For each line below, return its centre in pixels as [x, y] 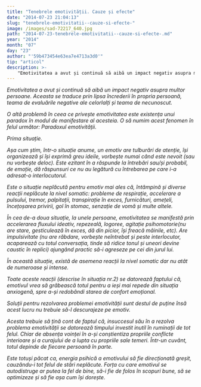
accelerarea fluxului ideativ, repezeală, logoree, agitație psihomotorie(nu [97, 224]
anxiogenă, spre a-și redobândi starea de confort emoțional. [82, 292]
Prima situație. [24, 139]
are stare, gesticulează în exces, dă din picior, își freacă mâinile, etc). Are [97, 230]
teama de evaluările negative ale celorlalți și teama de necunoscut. [89, 103]
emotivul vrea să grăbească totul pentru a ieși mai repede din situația [92, 285]
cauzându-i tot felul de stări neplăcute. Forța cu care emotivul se [87, 365]
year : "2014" [23, 39]
